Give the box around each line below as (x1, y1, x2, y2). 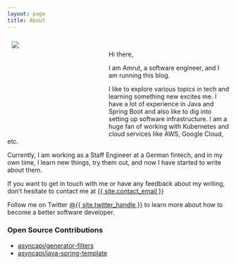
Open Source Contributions (7, 225, 104, 235)
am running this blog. (108, 71, 170, 80)
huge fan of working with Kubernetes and (108, 122, 229, 130)
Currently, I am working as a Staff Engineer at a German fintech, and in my (7, 151, 223, 159)
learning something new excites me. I (108, 92, 217, 101)
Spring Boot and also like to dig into (108, 107, 212, 115)
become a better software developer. (7, 208, 115, 216)
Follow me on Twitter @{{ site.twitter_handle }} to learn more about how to (7, 200, 223, 208)
